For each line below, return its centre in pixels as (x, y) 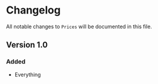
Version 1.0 (27, 45)
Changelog (33, 10)
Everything (28, 75)
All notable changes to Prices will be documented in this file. (79, 26)
